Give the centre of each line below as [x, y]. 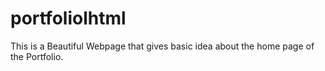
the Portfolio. [37, 56]
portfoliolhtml [68, 18]
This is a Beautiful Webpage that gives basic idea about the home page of [162, 46]
